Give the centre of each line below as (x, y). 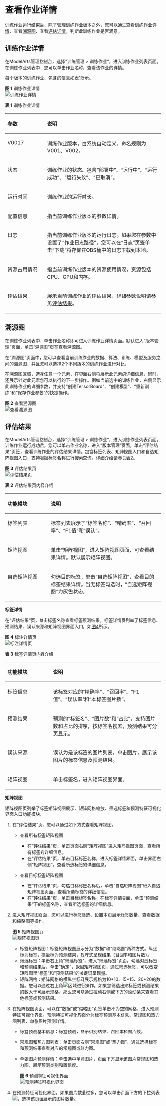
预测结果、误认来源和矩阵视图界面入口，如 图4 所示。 (59, 627)
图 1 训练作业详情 (22, 88)
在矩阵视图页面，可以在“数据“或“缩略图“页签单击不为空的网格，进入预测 (85, 1009)
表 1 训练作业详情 (22, 105)
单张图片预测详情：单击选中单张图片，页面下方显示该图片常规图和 (87, 1059)
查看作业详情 (31, 10)
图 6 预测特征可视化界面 (44, 1076)
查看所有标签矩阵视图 (41, 835)
